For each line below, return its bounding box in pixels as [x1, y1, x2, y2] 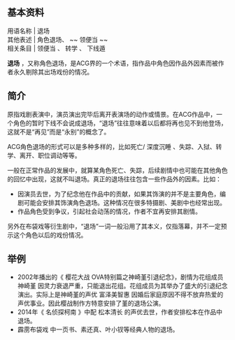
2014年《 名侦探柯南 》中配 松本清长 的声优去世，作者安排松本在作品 [17, 308, 217, 316]
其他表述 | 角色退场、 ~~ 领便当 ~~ [7, 35, 108, 43]
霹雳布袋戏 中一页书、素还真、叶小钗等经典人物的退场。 [17, 325, 179, 334]
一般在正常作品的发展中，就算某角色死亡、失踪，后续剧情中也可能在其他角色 [7, 166, 228, 174]
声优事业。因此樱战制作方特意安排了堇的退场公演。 [17, 299, 165, 308]
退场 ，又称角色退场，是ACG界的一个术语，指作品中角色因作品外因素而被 [7, 59, 218, 67]
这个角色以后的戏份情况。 [13, 230, 87, 239]
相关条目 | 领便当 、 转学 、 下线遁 [7, 44, 106, 52]
